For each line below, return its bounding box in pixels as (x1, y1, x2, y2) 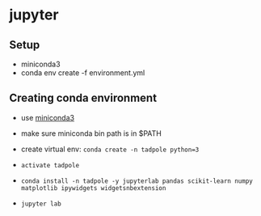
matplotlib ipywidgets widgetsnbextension (20, 184, 166, 192)
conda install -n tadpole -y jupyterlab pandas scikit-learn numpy (20, 176, 253, 185)
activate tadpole (20, 161, 80, 169)
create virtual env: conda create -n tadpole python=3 (20, 144, 200, 154)
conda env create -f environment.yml (20, 68, 145, 78)
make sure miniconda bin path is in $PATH (20, 128, 162, 138)
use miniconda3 (20, 112, 75, 122)
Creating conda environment (9, 91, 157, 105)
